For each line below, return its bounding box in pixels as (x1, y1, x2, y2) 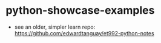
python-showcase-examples (5, 4, 155, 17)
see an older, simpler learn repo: (14, 23, 96, 30)
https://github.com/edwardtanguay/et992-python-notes (14, 29, 155, 36)
